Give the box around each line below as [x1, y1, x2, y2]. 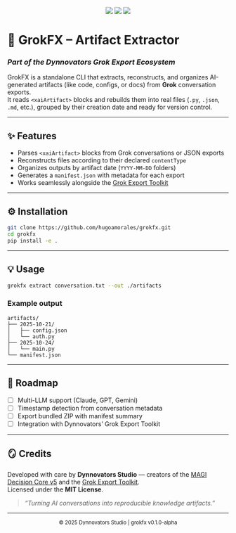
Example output [7, 299, 63, 309]
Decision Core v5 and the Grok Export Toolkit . [7, 477, 140, 486]
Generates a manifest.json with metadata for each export [17, 171, 185, 179]
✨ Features [7, 130, 57, 142]
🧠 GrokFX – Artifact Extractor [7, 32, 180, 49]
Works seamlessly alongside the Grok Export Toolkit [17, 179, 169, 187]
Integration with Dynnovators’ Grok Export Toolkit [17, 419, 161, 428]
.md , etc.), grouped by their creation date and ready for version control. [7, 103, 213, 112]
